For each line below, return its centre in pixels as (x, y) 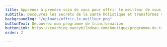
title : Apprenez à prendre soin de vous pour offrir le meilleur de (78, 10)
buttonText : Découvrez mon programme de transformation (64, 23)
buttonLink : (17, 28)
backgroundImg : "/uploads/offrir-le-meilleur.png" (59, 19)
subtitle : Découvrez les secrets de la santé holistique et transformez (82, 14)
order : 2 (14, 33)
